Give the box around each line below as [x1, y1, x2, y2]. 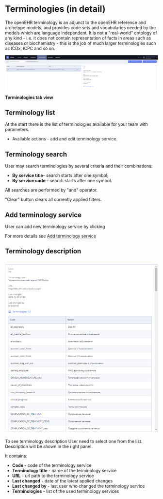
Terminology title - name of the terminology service [12, 467, 117, 473]
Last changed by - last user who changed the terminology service [12, 483, 145, 489]
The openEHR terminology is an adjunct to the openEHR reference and [5, 19, 147, 25]
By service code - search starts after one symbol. [12, 178, 113, 184]
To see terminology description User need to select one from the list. [5, 438, 143, 444]
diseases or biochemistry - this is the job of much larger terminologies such [5, 40, 156, 46]
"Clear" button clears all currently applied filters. [5, 196, 102, 203]
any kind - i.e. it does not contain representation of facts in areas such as [5, 35, 151, 41]
